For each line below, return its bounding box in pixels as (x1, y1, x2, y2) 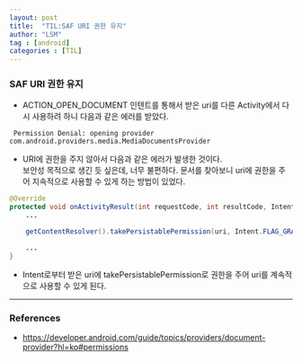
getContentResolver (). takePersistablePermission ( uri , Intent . (25, 227, 263, 236)
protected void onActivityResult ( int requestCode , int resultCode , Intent (9, 203, 296, 212)
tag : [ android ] (9, 38, 70, 48)
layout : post (9, 13, 58, 22)
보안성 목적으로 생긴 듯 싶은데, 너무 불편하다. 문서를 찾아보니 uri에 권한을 (22, 165, 277, 176)
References (9, 312, 61, 324)
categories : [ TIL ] (9, 47, 83, 56)
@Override (9, 194, 47, 203)
